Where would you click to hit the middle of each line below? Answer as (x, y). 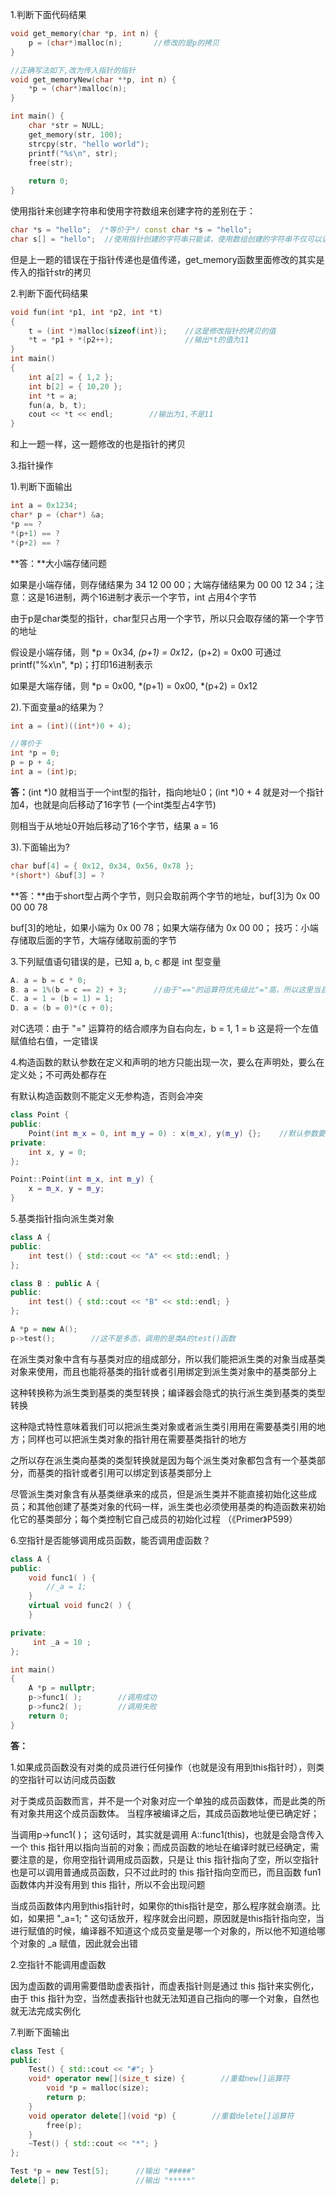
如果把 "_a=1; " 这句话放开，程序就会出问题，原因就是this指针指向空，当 (176, 1918)
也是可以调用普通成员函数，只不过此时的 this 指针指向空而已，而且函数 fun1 (166, 1872)
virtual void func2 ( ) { (80, 1606)
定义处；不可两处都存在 (58, 1075)
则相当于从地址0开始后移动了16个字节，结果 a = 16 (114, 825)
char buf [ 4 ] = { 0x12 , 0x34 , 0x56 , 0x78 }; (102, 866)
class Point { (40, 1115)
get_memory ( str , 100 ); (75, 134)
